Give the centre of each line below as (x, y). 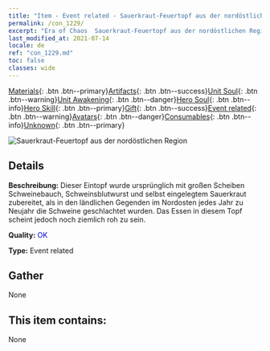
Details (26, 166)
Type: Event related (41, 251)
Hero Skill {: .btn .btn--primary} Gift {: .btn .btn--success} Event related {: (140, 108)
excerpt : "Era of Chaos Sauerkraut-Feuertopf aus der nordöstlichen (127, 31)
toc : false (27, 61)
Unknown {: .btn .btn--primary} (74, 124)
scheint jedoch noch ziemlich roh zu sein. (77, 219)
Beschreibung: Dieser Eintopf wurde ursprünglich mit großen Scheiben (127, 185)
